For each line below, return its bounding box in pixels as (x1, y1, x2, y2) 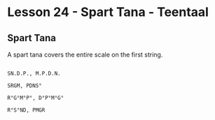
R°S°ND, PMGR (7, 107, 46, 114)
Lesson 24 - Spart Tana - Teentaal (7, 4, 209, 20)
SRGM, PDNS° (7, 82, 42, 89)
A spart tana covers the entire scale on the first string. (7, 50, 163, 59)
